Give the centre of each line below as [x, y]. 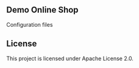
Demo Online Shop [42, 10]
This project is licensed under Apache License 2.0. [70, 58]
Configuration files [30, 24]
